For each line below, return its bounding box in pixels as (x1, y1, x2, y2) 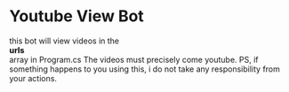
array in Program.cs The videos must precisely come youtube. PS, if (9, 54, 260, 65)
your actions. (9, 73, 58, 83)
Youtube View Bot (9, 6, 144, 27)
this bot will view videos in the (9, 35, 120, 46)
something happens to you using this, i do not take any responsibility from (9, 64, 280, 74)
